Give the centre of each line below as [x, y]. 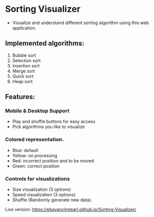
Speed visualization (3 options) [44, 195]
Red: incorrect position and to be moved [53, 160]
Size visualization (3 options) [42, 189]
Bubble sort [24, 55]
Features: [20, 97]
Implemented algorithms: [45, 44]
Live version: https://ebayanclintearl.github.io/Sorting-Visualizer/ [71, 210]
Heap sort [22, 81]
